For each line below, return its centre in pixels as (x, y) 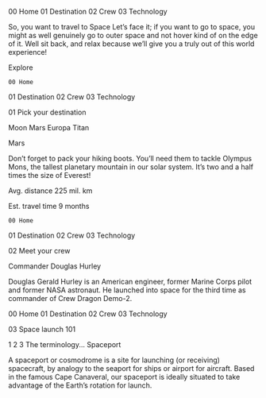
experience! (28, 52)
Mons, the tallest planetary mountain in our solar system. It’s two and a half (131, 167)
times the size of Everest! (50, 175)
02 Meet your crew (39, 251)
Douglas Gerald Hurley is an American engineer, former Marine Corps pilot (130, 282)
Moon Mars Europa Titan (49, 128)
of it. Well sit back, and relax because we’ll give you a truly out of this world (131, 44)
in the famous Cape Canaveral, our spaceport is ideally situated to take (124, 377)
